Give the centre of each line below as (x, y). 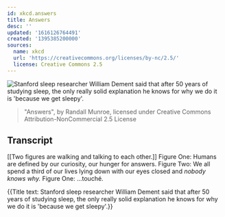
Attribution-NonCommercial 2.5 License (80, 119)
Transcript (30, 141)
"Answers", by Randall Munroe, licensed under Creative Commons (117, 112)
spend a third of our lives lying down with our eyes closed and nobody (106, 171)
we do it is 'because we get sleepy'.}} (60, 207)
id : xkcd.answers (32, 13)
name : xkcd (29, 52)
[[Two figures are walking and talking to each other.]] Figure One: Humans (112, 157)
